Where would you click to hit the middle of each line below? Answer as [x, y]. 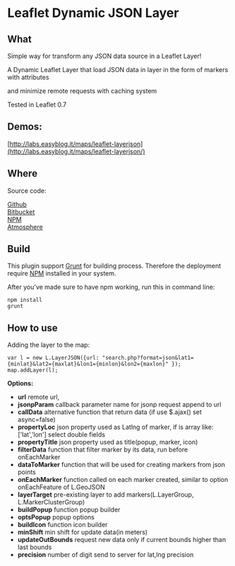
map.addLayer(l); [33, 370]
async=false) [37, 420]
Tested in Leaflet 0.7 [37, 105]
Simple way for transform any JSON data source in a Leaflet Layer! [104, 56]
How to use [32, 328]
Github [17, 204]
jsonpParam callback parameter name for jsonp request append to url [119, 405]
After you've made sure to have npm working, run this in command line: [111, 287]
